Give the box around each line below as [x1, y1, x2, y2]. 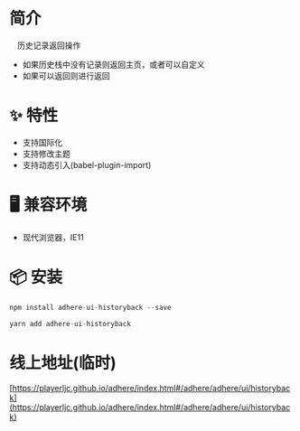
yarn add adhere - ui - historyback [9, 319, 131, 328]
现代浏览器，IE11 [22, 231, 84, 242]
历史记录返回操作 [17, 40, 81, 51]
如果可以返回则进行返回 [22, 70, 110, 81]
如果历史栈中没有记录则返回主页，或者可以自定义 [22, 59, 205, 70]
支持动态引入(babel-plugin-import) [22, 159, 152, 170]
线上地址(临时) [9, 352, 117, 373]
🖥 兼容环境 [9, 195, 88, 215]
